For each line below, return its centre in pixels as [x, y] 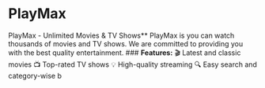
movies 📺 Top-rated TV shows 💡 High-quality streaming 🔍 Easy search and [132, 64]
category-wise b [35, 75]
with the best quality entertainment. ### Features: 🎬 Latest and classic [125, 53]
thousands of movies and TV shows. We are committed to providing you [126, 43]
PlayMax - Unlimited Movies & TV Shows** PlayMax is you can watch [121, 35]
